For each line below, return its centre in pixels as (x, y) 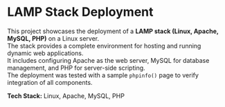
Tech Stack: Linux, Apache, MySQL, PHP (66, 96)
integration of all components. (50, 82)
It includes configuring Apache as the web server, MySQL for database (108, 60)
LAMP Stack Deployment (80, 12)
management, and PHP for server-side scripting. (76, 68)
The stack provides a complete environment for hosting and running (104, 46)
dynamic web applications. (45, 53)
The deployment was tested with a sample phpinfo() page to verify (103, 75)
